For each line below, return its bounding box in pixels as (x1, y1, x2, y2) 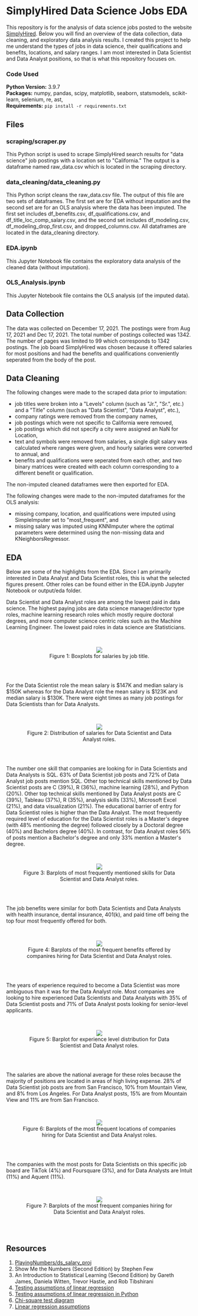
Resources (6, 1243, 47, 1253)
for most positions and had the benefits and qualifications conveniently (6, 350, 179, 357)
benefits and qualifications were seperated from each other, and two (14, 457, 182, 464)
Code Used (6, 70, 39, 78)
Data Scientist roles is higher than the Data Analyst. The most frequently (6, 809, 182, 816)
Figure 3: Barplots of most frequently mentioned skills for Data (23, 869, 176, 876)
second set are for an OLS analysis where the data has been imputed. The (6, 204, 187, 211)
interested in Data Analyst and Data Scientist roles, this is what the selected (6, 575, 190, 582)
